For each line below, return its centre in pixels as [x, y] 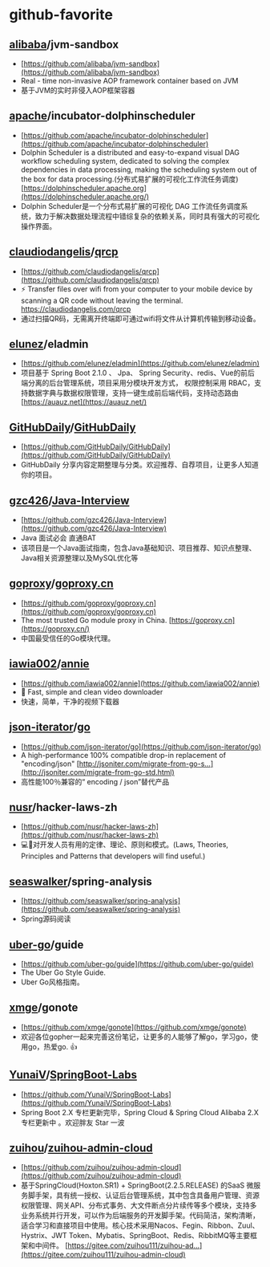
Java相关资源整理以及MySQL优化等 [79, 558]
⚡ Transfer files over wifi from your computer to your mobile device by [137, 289]
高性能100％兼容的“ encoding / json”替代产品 [95, 781]
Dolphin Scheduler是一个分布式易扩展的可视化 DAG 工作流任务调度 [131, 206]
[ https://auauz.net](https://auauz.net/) [84, 402]
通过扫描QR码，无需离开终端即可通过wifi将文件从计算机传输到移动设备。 [140, 318]
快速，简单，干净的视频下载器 [70, 701]
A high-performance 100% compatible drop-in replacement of [123, 755]
